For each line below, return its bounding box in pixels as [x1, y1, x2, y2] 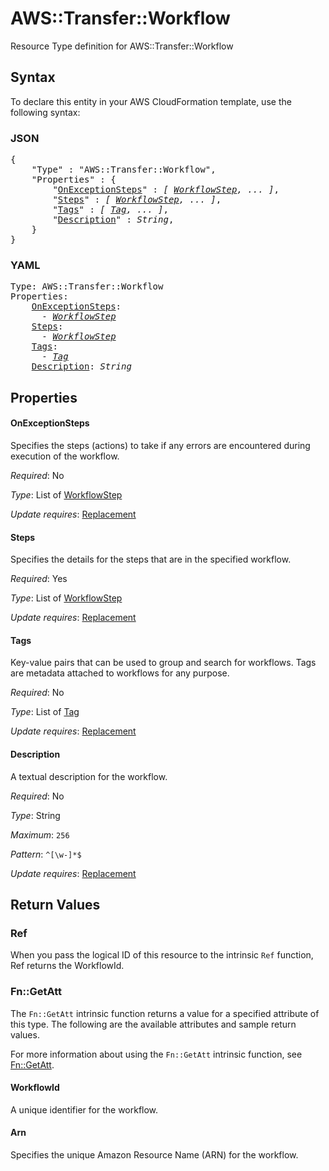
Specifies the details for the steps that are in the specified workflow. [10, 553, 292, 566]
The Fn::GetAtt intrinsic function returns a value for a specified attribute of [10, 1007, 320, 1019]
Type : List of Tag [10, 706, 80, 718]
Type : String [10, 809, 61, 821]
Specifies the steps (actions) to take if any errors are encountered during [10, 439, 311, 451]
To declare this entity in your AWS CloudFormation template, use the [10, 95, 292, 107]
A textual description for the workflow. [10, 770, 168, 782]
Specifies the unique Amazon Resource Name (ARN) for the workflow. [10, 1148, 299, 1161]
